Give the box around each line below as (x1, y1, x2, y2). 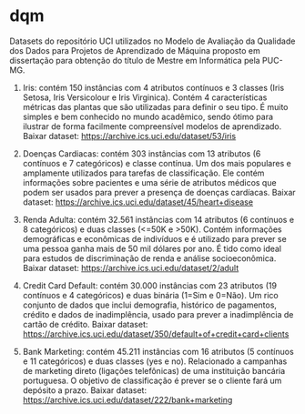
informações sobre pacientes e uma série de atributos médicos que (22, 177, 277, 187)
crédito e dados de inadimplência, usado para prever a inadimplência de (22, 308, 294, 319)
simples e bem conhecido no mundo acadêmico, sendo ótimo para (22, 111, 274, 122)
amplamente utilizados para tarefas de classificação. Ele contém (22, 167, 265, 178)
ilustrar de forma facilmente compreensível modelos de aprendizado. (22, 120, 282, 132)
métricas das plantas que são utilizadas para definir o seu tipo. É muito (22, 101, 289, 112)
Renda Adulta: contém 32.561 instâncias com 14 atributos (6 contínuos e (22, 214, 294, 225)
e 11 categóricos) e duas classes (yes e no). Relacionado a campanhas (22, 356, 288, 367)
